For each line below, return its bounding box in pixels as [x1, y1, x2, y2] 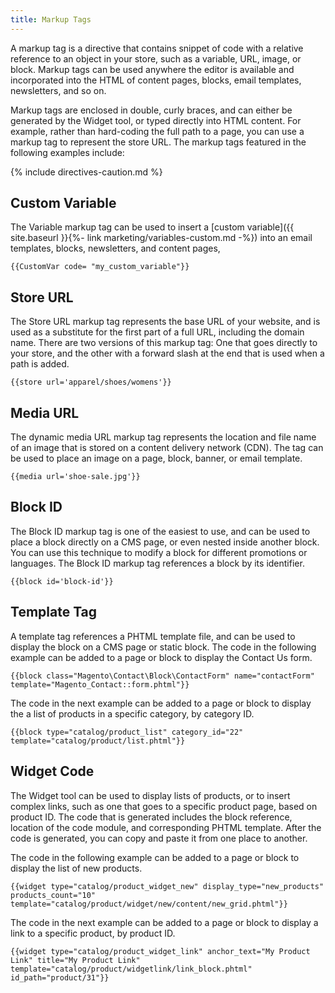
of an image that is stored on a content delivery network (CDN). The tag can [10, 442, 324, 454]
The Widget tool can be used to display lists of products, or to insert [10, 789, 291, 801]
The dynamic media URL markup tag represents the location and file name [10, 431, 317, 443]
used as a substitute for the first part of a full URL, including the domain [10, 326, 305, 338]
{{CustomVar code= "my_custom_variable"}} [10, 262, 190, 272]
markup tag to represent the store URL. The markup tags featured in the [10, 136, 307, 148]
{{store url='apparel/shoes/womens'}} [10, 377, 172, 388]
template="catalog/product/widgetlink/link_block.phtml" [10, 964, 253, 974]
